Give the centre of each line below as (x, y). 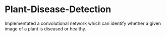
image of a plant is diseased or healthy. (45, 28)
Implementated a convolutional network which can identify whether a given (83, 23)
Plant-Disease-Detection (58, 9)
